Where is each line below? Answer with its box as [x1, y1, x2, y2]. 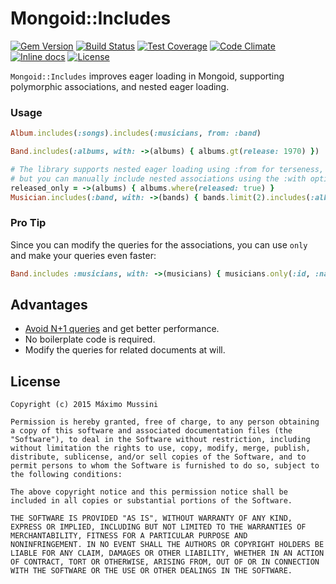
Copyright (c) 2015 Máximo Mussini [10, 400, 159, 410]
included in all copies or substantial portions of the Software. [10, 496, 293, 506]
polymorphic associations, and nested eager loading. [10, 80, 230, 92]
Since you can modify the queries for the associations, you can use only [10, 238, 308, 251]
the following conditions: [10, 470, 123, 480]
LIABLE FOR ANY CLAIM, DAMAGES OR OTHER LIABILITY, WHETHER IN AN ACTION [10, 548, 325, 559]
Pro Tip [10, 216, 47, 230]
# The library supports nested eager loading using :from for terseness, [10, 164, 325, 174]
